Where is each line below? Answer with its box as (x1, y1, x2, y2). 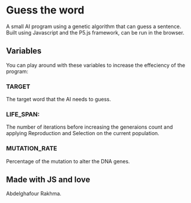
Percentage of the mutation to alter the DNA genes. (6, 157, 130, 164)
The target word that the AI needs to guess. (6, 96, 111, 103)
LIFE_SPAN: (6, 110, 40, 118)
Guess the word (6, 4, 85, 17)
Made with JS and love (6, 175, 91, 185)
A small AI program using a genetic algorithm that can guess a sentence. (6, 23, 182, 30)
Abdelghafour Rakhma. (6, 190, 62, 197)
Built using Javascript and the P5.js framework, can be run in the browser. (6, 29, 185, 36)
